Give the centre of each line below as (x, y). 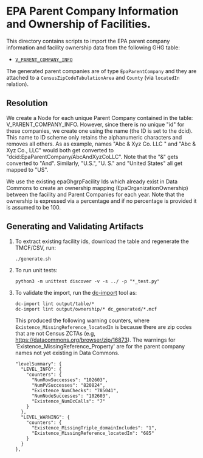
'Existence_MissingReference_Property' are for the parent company (100, 346)
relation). (18, 84)
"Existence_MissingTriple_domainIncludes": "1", (94, 428)
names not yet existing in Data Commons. (67, 353)
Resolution (27, 103)
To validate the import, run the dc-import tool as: (76, 292)
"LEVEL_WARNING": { (45, 417)
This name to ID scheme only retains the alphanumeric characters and (94, 137)
